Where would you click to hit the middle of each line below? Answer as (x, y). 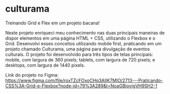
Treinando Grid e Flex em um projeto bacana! (53, 23)
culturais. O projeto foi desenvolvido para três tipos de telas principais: (79, 54)
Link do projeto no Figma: (32, 75)
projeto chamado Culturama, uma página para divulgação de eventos (78, 49)
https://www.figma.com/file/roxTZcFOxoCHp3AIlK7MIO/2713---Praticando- (84, 80)
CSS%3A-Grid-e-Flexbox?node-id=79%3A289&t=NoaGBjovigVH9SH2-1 (81, 86)
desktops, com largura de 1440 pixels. (45, 65)
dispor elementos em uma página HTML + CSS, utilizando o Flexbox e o (80, 38)
